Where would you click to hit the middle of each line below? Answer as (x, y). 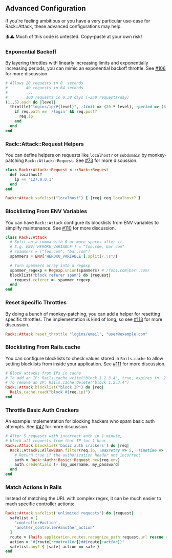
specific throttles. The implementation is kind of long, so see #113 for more (84, 319)
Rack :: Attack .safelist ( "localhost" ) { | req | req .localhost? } (73, 198)
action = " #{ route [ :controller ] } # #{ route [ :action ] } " (67, 542)
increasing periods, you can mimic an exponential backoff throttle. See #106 (85, 68)
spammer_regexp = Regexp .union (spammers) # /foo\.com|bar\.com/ (80, 270)
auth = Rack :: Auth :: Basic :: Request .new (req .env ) (67, 460)
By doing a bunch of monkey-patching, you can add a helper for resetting (83, 314)
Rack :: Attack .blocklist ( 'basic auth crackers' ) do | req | (67, 445)
